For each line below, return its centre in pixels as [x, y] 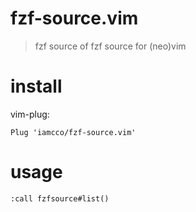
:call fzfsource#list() [60, 198]
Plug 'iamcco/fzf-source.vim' [73, 132]
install [36, 86]
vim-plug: [30, 114]
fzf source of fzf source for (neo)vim [110, 46]
